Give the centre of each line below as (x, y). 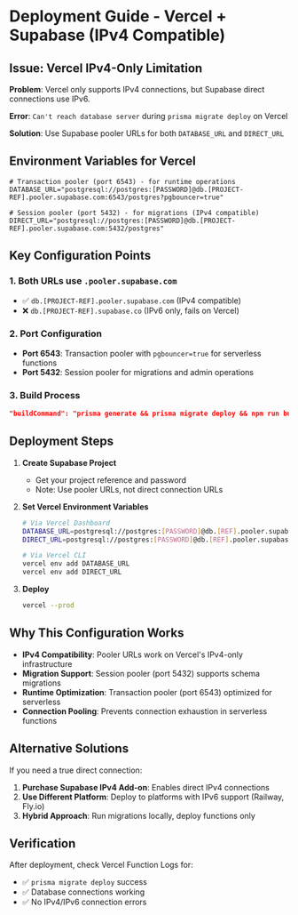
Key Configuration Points (80, 256)
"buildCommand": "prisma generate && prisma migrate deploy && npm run (144, 414)
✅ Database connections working (83, 892)
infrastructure (47, 663)
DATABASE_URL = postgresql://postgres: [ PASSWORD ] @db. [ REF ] (129, 531)
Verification (43, 843)
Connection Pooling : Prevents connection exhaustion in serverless (145, 711)
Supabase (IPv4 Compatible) (118, 35)
